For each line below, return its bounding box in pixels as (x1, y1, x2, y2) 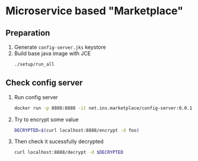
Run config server (14, 93, 59, 100)
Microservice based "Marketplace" (5, 4, 183, 18)
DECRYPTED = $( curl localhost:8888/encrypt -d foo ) (14, 127, 140, 133)
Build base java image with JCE (14, 50, 91, 57)
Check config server (5, 78, 83, 88)
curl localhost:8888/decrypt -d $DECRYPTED (14, 150, 124, 156)
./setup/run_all (14, 61, 55, 67)
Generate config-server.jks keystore (14, 43, 106, 50)
